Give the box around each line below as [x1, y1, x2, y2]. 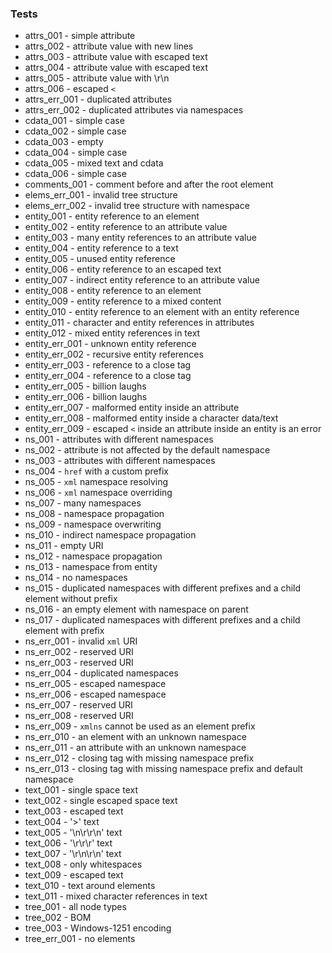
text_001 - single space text [24, 784, 138, 796]
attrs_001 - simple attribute [24, 30, 136, 42]
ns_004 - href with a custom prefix [24, 465, 169, 477]
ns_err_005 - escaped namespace [24, 678, 167, 690]
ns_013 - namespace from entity [24, 561, 158, 573]
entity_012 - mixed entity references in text [24, 327, 201, 339]
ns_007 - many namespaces [24, 497, 142, 509]
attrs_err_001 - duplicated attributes [24, 93, 173, 106]
